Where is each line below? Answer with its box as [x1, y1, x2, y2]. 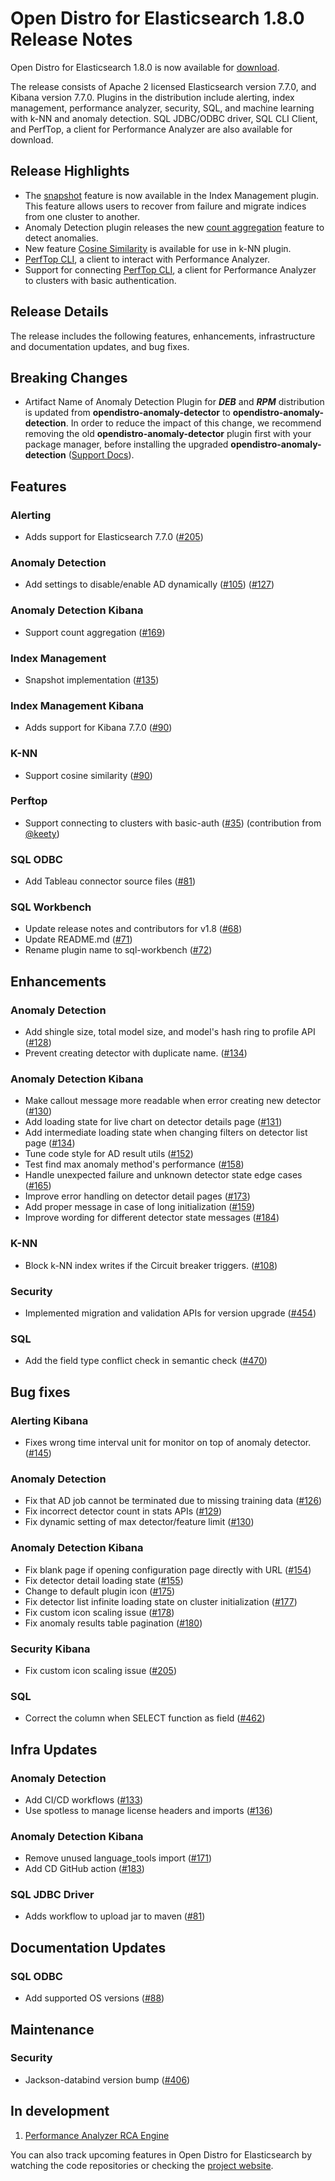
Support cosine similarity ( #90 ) [24, 769, 153, 781]
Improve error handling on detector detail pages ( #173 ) [24, 1190, 251, 1202]
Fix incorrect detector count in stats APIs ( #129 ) [24, 1505, 223, 1517]
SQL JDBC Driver [10, 1888, 95, 1902]
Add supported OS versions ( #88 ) [24, 1992, 165, 2004]
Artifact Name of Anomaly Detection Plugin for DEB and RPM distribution [24, 396, 325, 408]
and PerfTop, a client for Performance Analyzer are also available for [10, 123, 293, 135]
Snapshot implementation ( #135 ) [24, 673, 160, 686]
